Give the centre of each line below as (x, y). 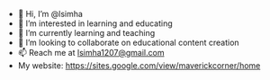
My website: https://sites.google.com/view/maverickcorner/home (139, 66)
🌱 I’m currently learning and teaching (86, 33)
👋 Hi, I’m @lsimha (50, 14)
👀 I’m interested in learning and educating (95, 23)
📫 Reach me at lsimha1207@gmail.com (91, 53)
